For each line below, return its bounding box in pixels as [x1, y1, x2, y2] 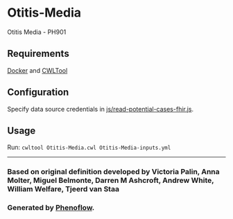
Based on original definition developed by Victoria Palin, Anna [7, 167, 220, 177]
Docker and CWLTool [7, 66, 68, 74]
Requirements [7, 48, 69, 60]
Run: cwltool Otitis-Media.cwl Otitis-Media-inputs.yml [7, 143, 171, 152]
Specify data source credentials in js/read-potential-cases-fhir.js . [7, 105, 194, 113]
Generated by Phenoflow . [7, 203, 95, 213]
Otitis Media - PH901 [7, 28, 67, 36]
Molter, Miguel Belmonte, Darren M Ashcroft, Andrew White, [7, 175, 214, 185]
